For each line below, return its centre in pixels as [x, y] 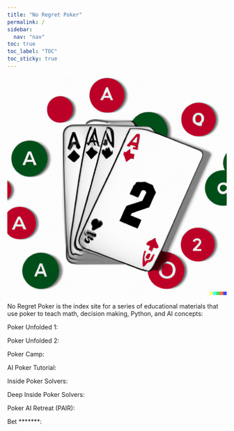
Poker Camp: [26, 354]
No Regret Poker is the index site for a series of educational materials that [113, 306]
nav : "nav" [29, 37]
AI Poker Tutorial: [32, 367]
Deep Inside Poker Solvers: [46, 394]
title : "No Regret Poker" [45, 15]
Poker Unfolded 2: [33, 340]
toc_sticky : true [32, 59]
